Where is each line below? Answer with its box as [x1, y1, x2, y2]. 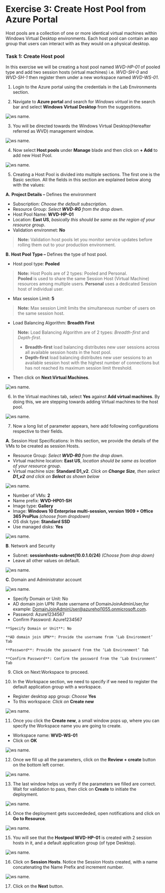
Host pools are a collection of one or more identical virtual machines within [5, 30, 157, 36]
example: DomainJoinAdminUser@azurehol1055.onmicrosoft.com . [12, 606, 147, 612]
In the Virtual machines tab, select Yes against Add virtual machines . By [12, 394, 160, 400]
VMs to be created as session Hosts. [5, 443, 80, 449]
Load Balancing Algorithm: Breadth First [12, 320, 95, 326]
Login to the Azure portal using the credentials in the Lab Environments [12, 84, 157, 90]
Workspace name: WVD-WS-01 [12, 732, 78, 738]
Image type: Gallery [12, 503, 54, 509]
